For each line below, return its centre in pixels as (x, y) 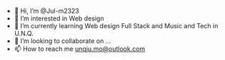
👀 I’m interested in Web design (59, 18)
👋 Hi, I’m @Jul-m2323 (47, 11)
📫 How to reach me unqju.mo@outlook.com (80, 49)
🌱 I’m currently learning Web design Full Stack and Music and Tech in (116, 26)
